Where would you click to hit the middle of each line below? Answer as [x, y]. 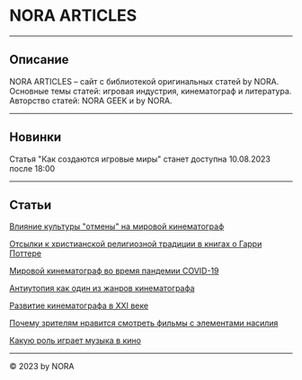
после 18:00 [32, 168]
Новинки [36, 137]
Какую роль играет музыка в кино [75, 340]
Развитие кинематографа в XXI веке [79, 305]
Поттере [26, 253]
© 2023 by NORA [42, 367]
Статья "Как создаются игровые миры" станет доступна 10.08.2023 [140, 159]
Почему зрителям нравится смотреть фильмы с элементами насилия [144, 323]
